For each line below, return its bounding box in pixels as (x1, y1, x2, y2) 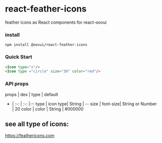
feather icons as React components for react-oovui (5, 19, 107, 25)
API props (5, 81, 29, 87)
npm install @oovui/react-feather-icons (5, 43, 88, 47)
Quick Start (5, 54, 32, 60)
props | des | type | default (5, 91, 59, 97)
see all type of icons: (5, 120, 69, 128)
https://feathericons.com (5, 133, 55, 139)
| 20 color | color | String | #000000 (12, 106, 84, 112)
